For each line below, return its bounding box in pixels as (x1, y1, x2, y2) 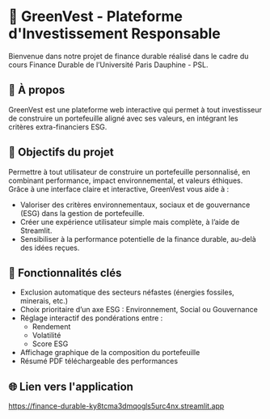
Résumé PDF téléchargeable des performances (19, 356, 179, 366)
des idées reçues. (19, 243, 80, 252)
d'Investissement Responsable (8, 24, 221, 43)
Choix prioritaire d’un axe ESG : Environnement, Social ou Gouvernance (19, 305, 259, 315)
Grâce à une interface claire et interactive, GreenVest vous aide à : (8, 184, 230, 193)
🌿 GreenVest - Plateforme (8, 7, 184, 26)
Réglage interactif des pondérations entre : (19, 313, 163, 323)
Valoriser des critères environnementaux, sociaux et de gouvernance (19, 200, 251, 209)
